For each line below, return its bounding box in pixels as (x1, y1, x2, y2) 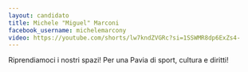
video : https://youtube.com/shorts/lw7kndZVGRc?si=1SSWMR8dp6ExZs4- (8, 33, 241, 42)
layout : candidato (8, 11, 69, 20)
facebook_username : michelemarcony (8, 26, 127, 34)
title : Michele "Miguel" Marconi (8, 19, 120, 27)
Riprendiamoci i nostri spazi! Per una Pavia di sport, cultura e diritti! (8, 55, 229, 65)
